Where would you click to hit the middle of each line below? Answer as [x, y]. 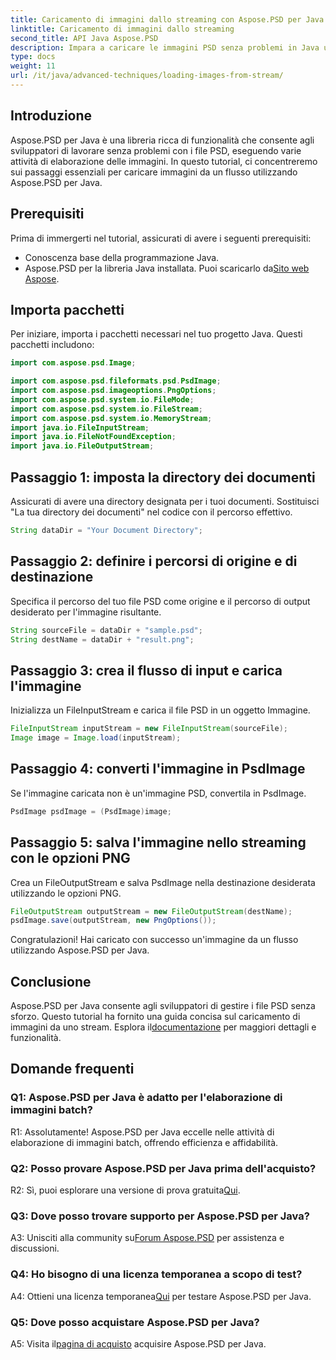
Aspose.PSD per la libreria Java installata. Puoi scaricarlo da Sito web [167, 268]
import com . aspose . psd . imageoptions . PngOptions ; [113, 391]
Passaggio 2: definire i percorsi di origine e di [154, 561]
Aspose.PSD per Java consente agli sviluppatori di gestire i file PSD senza [163, 1006]
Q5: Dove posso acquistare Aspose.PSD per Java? [135, 1322]
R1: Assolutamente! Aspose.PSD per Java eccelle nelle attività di [142, 1132]
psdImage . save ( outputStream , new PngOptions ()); [113, 921]
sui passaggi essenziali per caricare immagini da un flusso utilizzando [154, 172]
